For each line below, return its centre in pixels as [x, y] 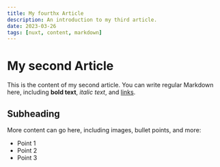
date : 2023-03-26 [32, 26]
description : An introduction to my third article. [82, 20]
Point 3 [27, 158]
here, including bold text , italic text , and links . [71, 92]
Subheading [33, 113]
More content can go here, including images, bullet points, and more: [104, 130]
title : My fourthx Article [45, 13]
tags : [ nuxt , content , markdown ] [55, 32]
